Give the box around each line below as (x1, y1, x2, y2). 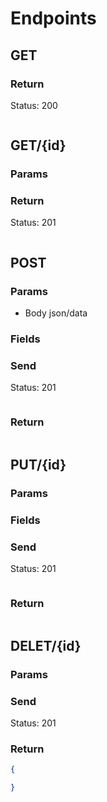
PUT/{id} (10, 457, 67, 474)
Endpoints (10, 7, 97, 30)
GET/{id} (10, 137, 67, 154)
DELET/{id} (10, 637, 82, 654)
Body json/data (24, 307, 88, 319)
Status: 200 (10, 99, 58, 111)
